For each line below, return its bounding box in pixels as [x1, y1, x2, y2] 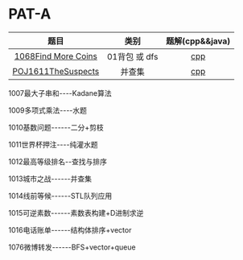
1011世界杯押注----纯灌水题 [8, 139, 98, 149]
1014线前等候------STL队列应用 [8, 191, 113, 200]
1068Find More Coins [14, 50, 98, 61]
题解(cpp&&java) [166, 35, 231, 47]
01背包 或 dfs [107, 51, 159, 62]
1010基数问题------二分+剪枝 [8, 122, 104, 132]
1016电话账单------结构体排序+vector [8, 225, 132, 234]
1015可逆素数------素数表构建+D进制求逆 [8, 208, 144, 217]
